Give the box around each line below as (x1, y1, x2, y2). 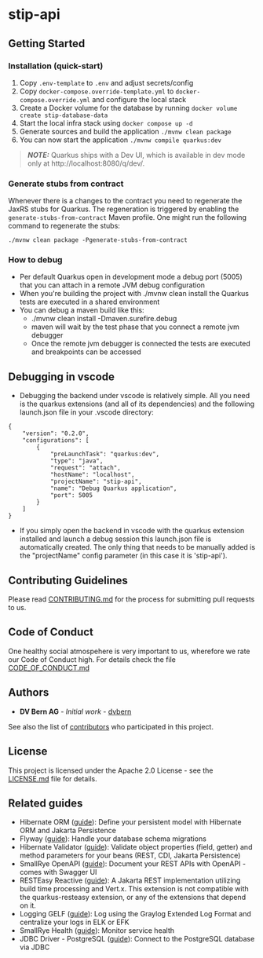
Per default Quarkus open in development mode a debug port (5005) (19, 272, 243, 282)
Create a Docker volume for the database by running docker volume (19, 103, 238, 112)
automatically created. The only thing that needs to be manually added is (19, 543, 256, 552)
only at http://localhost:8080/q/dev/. (27, 159, 145, 168)
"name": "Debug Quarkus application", (49, 484, 177, 492)
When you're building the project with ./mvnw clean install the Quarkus (19, 289, 250, 298)
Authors (8, 686, 49, 700)
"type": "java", (49, 457, 104, 465)
